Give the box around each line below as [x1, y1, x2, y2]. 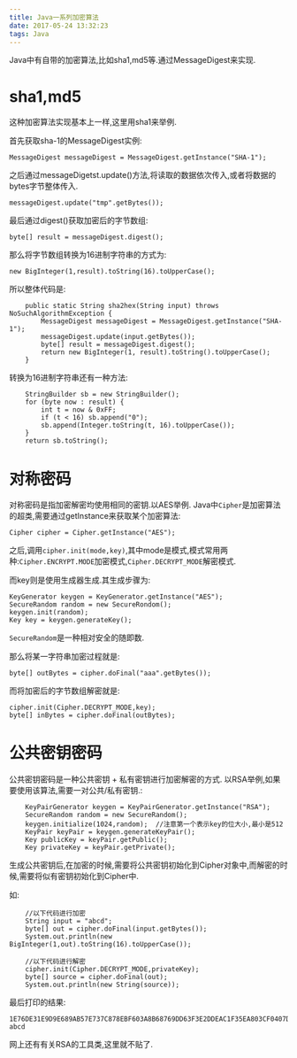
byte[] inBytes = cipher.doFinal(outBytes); [9, 711, 176, 720]
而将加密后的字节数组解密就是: [9, 685, 121, 696]
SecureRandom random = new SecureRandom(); [25, 811, 188, 820]
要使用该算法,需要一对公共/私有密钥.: [9, 785, 143, 796]
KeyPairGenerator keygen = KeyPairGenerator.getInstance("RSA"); [25, 803, 271, 812]
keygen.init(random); [9, 608, 89, 617]
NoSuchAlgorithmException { [9, 309, 113, 319]
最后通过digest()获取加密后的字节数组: [9, 215, 148, 226]
